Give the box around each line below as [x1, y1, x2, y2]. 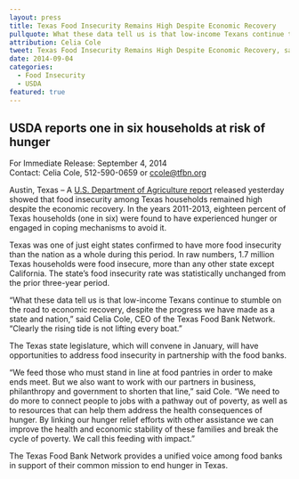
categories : [9, 63, 53, 72]
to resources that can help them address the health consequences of [9, 405, 263, 416]
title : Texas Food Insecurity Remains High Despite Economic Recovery [9, 21, 277, 30]
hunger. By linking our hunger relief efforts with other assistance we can [9, 415, 274, 426]
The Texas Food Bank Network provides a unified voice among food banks [9, 451, 283, 461]
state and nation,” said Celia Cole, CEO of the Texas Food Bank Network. [9, 313, 276, 325]
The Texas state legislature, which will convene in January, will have [9, 340, 260, 352]
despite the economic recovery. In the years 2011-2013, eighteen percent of [9, 204, 287, 215]
